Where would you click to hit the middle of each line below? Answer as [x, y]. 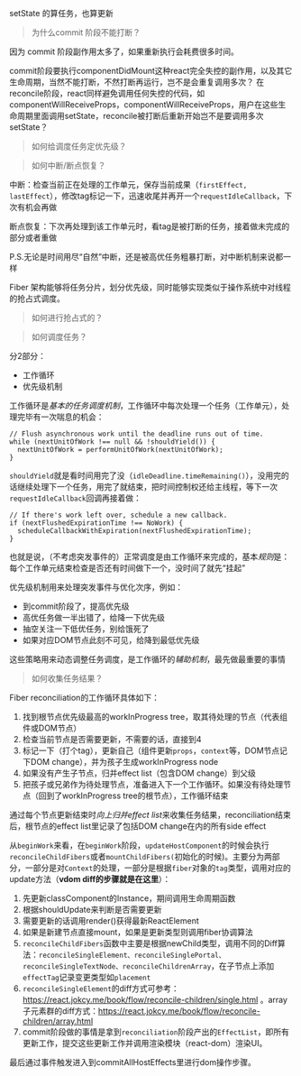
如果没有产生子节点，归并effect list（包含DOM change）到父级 [139, 773]
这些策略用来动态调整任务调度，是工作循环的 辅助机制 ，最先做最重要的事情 [147, 659]
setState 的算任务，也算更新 [62, 13]
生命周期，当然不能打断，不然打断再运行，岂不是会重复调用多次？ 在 [137, 82]
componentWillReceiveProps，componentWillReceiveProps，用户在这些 [144, 105]
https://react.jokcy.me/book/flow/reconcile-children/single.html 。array [155, 1000]
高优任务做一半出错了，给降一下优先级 [93, 617]
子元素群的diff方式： [60, 1011]
